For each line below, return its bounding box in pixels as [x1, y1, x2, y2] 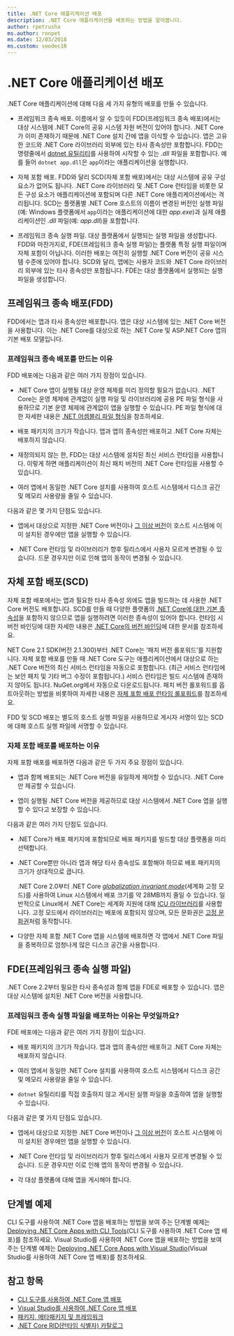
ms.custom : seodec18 [7, 43, 68, 50]
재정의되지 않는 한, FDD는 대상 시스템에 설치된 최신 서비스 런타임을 [17, 451, 200, 459]
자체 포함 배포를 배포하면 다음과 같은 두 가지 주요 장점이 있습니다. [7, 758, 184, 767]
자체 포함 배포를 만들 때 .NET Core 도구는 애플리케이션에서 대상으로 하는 [22, 654, 219, 662]
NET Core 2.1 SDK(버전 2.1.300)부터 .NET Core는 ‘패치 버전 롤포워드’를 [7, 646, 204, 654]
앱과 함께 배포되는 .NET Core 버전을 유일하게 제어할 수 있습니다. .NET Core [17, 773, 224, 781]
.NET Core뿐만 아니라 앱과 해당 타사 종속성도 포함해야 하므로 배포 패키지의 [17, 859, 221, 867]
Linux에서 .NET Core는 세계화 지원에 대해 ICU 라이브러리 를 [41, 899, 204, 908]
